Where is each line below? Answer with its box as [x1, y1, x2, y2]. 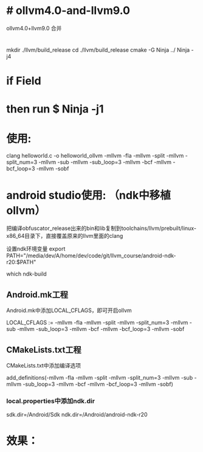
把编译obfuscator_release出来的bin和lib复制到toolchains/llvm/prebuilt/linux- [6, 224, 196, 232]
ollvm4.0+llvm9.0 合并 [6, 24, 62, 32]
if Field [6, 74, 41, 88]
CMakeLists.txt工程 [6, 344, 82, 355]
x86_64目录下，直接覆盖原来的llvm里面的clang [6, 232, 123, 240]
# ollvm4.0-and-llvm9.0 [6, 4, 131, 18]
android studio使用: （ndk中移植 [6, 188, 171, 202]
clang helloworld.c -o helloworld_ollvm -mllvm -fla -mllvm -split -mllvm [6, 152, 184, 159]
